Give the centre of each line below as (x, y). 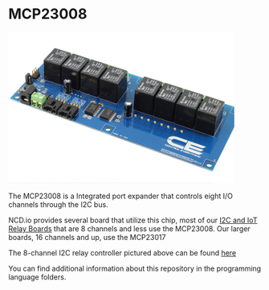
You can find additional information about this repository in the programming (135, 268)
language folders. (37, 277)
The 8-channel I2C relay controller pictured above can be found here (122, 253)
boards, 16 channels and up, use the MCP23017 (87, 237)
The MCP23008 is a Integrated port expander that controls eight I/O (120, 196)
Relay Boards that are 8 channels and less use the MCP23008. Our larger (129, 228)
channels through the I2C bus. (58, 204)
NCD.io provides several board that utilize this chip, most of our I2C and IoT (133, 220)
